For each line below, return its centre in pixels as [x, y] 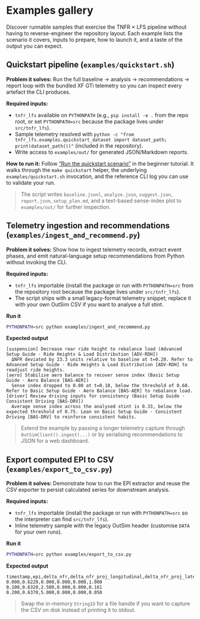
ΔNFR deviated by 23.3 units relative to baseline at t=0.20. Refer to [102, 360]
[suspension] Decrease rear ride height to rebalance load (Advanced [94, 349]
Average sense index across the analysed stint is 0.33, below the [97, 407]
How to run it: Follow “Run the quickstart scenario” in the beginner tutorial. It [100, 163]
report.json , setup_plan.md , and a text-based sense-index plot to [101, 200]
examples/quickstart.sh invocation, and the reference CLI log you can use [97, 176]
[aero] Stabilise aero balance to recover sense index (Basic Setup [93, 375]
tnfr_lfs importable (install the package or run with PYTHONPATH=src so [101, 513]
